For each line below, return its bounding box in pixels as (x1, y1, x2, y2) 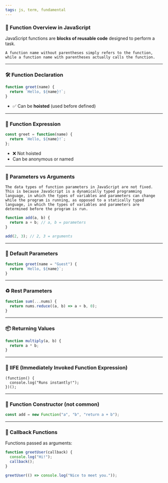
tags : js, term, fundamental (5, 7, 66, 13)
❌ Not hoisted (12, 150, 41, 156)
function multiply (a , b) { (5, 338, 61, 344)
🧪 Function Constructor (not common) (5, 401, 99, 408)
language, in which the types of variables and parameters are (5, 202, 140, 207)
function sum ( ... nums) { (5, 299, 57, 304)
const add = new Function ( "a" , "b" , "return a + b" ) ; (5, 412, 120, 417)
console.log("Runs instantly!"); (9, 380, 79, 385)
